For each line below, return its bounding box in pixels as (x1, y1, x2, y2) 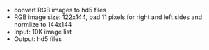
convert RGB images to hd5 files (13, 6, 106, 14)
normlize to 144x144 (13, 21, 72, 28)
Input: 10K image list (13, 27, 72, 36)
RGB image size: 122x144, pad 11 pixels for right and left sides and (13, 13, 203, 21)
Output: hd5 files (13, 35, 62, 43)
